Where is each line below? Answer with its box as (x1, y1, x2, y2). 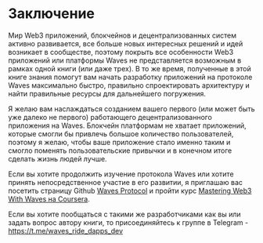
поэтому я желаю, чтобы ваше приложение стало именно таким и (8, 137, 231, 147)
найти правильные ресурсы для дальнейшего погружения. (8, 89, 206, 98)
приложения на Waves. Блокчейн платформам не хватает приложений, (8, 121, 247, 130)
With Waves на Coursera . (8, 194, 90, 204)
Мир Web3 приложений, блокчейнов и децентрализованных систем (8, 31, 237, 40)
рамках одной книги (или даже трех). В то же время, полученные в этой (8, 63, 252, 73)
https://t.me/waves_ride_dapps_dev (8, 226, 124, 235)
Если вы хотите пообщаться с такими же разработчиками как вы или (8, 209, 241, 219)
